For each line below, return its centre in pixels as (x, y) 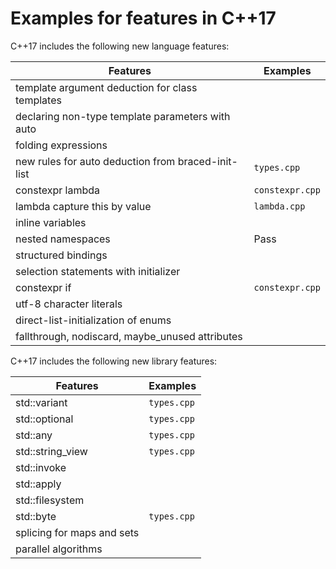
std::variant (41, 402)
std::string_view (51, 451)
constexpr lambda (57, 190)
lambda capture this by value (83, 206)
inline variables (51, 222)
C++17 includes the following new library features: (114, 361)
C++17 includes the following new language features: (120, 46)
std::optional (44, 419)
